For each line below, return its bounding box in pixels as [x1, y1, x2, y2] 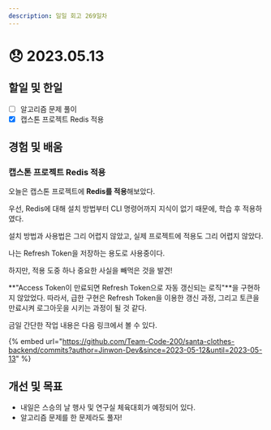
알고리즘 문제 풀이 [19, 104, 77, 114]
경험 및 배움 [8, 140, 63, 154]
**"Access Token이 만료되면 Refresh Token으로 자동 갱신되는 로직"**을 [8, 283, 239, 293]
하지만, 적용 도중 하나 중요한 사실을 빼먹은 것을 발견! [8, 265, 173, 276]
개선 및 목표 [8, 379, 63, 393]
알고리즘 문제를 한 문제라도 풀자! [19, 413, 123, 423]
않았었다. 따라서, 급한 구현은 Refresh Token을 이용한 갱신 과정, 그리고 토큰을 [16, 293, 260, 303]
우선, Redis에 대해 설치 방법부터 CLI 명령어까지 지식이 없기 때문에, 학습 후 [8, 204, 241, 213]
